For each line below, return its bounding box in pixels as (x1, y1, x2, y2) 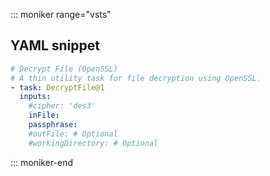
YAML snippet (10, 37, 100, 54)
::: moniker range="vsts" (10, 9, 112, 20)
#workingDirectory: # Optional (28, 138, 159, 148)
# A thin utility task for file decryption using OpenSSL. (10, 73, 262, 83)
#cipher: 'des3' (28, 101, 97, 111)
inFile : (28, 110, 60, 121)
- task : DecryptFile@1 (10, 82, 105, 93)
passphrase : (28, 120, 78, 130)
